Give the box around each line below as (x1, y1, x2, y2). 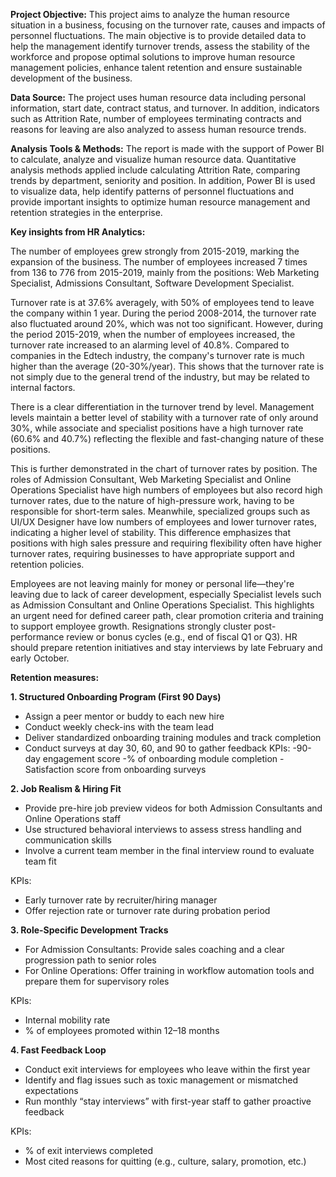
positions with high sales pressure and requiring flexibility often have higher (10, 537, 322, 549)
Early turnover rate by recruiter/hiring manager (24, 894, 218, 906)
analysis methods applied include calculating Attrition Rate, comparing (10, 164, 301, 176)
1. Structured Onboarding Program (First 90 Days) (10, 691, 222, 703)
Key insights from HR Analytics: (10, 226, 146, 238)
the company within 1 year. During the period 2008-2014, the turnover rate (10, 307, 317, 319)
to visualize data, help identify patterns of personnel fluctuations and (10, 185, 294, 197)
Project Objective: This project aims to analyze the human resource (10, 9, 290, 20)
